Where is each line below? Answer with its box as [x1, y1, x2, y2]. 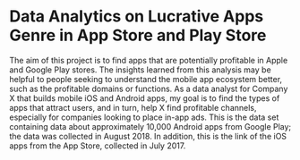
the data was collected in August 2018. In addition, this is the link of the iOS [9, 131, 287, 141]
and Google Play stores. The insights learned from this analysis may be [9, 64, 271, 75]
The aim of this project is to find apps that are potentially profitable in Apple [9, 55, 288, 65]
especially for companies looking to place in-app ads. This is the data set [9, 112, 279, 122]
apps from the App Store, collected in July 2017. [9, 140, 186, 151]
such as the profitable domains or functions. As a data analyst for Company [9, 83, 288, 94]
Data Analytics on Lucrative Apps [9, 6, 264, 27]
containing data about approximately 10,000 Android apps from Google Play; [9, 121, 292, 131]
